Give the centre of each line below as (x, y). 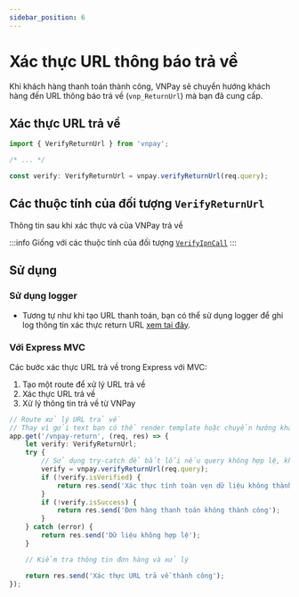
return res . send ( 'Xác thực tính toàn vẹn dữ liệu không (162, 486)
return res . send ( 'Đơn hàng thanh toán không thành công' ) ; (168, 511)
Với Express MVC (48, 348)
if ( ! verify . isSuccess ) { (89, 502)
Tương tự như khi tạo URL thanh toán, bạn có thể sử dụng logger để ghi (153, 315)
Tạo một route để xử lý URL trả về (84, 384)
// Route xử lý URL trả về (65, 419)
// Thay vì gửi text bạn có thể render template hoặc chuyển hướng (143, 428)
